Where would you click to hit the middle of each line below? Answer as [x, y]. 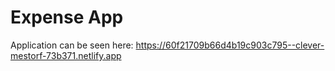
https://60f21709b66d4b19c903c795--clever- [230, 45]
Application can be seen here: [72, 45]
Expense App [67, 17]
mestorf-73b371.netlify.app [66, 55]
